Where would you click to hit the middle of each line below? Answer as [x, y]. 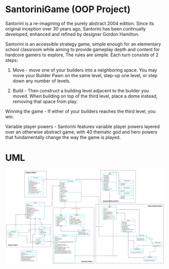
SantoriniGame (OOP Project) [68, 9]
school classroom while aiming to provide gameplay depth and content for [83, 49]
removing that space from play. [45, 101]
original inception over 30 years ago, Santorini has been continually [75, 28]
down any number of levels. [41, 81]
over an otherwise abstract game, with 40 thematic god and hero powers [81, 132]
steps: [12, 60]
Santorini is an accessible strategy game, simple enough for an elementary [83, 44]
